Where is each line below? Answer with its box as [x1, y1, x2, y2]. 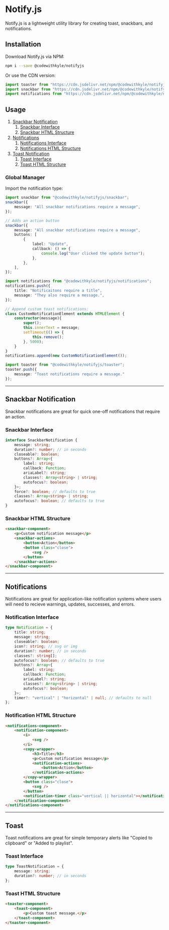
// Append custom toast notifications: [5, 306, 89, 311]
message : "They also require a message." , [14, 293, 105, 298]
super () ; [23, 320, 42, 325]
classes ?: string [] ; [14, 653, 57, 658]
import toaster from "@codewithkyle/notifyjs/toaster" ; [5, 362, 125, 368]
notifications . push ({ [5, 283, 51, 289]
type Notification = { [5, 625, 53, 630]
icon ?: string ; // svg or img [14, 644, 78, 649]
